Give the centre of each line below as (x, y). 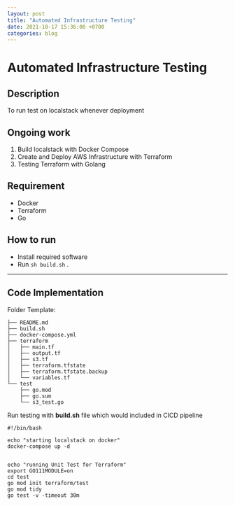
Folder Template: (31, 309)
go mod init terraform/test (48, 483)
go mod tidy (24, 489)
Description (33, 93)
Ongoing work (39, 133)
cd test (19, 477)
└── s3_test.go (42, 402)
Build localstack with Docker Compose (73, 149)
